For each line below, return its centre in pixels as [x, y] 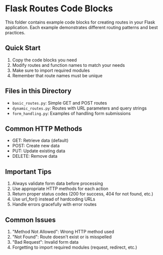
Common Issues [30, 220]
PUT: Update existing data [39, 151]
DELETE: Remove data [35, 156]
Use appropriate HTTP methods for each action [60, 189]
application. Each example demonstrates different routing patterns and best [81, 27]
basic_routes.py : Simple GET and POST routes [59, 103]
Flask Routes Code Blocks [59, 9]
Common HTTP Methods [44, 128]
